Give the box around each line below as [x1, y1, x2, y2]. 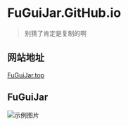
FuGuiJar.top [7, 70, 44, 79]
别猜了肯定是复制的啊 [24, 29, 87, 37]
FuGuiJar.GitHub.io [7, 5, 122, 21]
